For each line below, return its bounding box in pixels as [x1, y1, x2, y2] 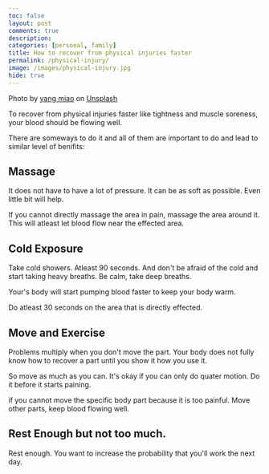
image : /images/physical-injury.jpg [8, 64, 131, 72]
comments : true [8, 26, 59, 34]
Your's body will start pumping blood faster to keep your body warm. [8, 287, 236, 297]
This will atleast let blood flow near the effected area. [8, 218, 185, 229]
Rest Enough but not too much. [8, 427, 167, 441]
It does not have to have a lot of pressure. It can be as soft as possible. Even [8, 186, 261, 196]
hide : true [8, 71, 45, 79]
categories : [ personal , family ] [8, 42, 116, 50]
